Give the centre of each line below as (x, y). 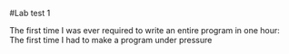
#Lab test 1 (30, 13)
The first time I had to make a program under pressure (111, 40)
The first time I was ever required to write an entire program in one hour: (144, 30)
